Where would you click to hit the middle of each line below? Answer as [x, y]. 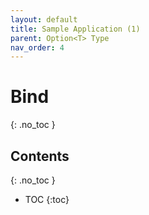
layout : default [44, 19]
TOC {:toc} [47, 199]
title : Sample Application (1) [75, 29]
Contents [40, 156]
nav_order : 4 [37, 47]
